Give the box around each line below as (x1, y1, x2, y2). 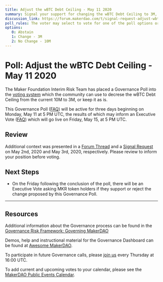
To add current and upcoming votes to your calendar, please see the (5, 266, 142, 273)
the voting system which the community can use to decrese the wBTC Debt (5, 91, 156, 97)
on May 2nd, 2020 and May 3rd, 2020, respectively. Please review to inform (5, 149, 157, 154)
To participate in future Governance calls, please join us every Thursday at (5, 252, 154, 258)
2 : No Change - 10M (11, 39, 51, 44)
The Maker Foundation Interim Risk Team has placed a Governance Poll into (5, 86, 157, 92)
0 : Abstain (11, 30, 34, 35)
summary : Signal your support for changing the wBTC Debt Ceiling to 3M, (5, 12, 158, 17)
